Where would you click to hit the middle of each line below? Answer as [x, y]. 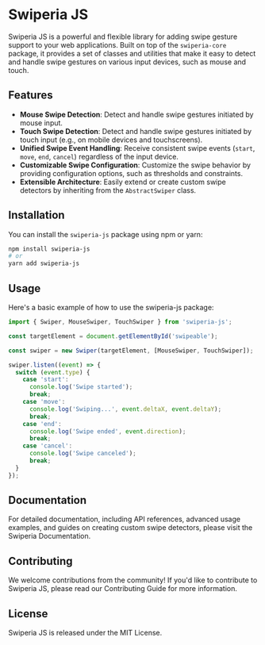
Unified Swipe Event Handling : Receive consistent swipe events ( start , [137, 148]
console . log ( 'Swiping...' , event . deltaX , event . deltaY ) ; [125, 409]
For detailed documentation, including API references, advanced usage [124, 519]
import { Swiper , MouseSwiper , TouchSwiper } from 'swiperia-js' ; [120, 322]
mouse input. [41, 123]
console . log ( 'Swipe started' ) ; [81, 387]
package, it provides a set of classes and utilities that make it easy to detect [132, 53]
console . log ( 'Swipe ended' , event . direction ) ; [108, 431]
